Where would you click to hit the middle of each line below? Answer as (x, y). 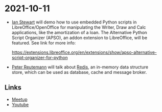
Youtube (20, 104)
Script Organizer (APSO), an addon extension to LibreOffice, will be (79, 38)
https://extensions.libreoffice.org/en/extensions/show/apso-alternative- (84, 52)
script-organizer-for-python (40, 57)
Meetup (20, 99)
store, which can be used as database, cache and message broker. (79, 72)
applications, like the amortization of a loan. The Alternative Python (79, 32)
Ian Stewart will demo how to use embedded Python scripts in (74, 22)
